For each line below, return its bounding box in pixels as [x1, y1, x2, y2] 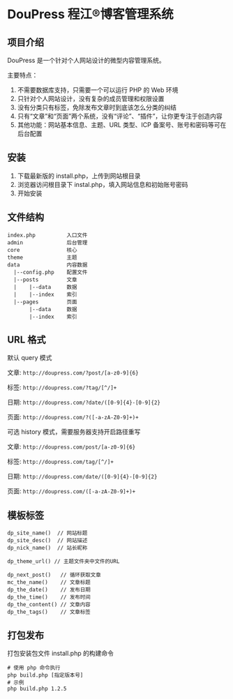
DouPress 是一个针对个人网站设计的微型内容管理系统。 [7, 57, 165, 64]
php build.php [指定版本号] [7, 672, 84, 679]
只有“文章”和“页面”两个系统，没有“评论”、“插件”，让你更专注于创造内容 [17, 112, 223, 120]
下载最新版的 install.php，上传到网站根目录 [17, 172, 141, 180]
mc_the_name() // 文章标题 [7, 579, 91, 586]
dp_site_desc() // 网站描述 [7, 537, 88, 544]
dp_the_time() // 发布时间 [7, 594, 91, 601]
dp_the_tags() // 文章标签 [7, 608, 91, 616]
